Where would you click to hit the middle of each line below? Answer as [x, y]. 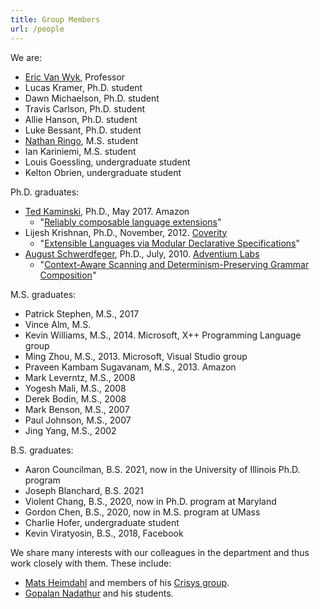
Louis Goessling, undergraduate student [107, 162]
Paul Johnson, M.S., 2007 [78, 420]
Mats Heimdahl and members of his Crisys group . [127, 582]
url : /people [37, 29]
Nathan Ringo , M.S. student [81, 140]
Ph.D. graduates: [45, 192]
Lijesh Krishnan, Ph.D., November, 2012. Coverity [126, 232]
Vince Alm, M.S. [58, 324]
